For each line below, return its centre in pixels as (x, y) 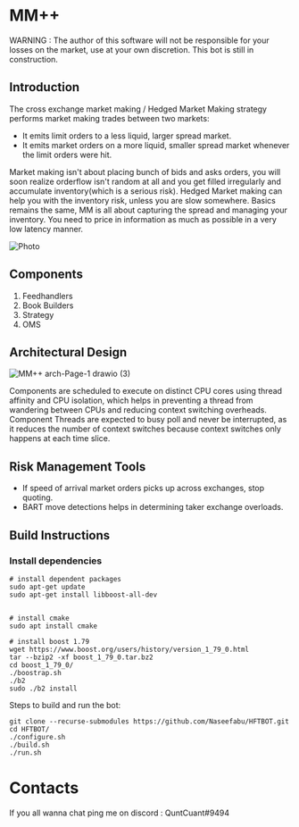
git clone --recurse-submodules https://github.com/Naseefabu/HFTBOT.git (149, 721)
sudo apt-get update (48, 587)
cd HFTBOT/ (29, 729)
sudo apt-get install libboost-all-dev (83, 595)
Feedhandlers (47, 296)
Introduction (45, 87)
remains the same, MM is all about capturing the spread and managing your (148, 210)
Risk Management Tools (78, 467)
